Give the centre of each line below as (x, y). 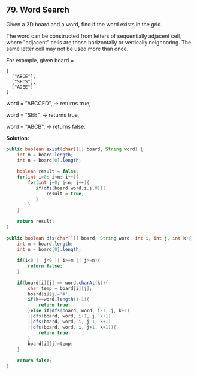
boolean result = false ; (48, 171)
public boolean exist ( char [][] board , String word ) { (75, 149)
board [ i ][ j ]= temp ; (51, 344)
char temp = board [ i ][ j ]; (60, 288)
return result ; (36, 222)
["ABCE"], (24, 76)
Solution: (18, 138)
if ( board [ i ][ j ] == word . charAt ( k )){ (63, 283)
